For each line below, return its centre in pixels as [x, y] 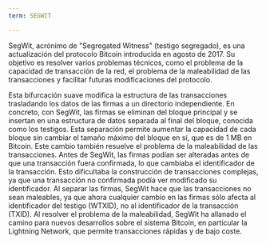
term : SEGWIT [30, 16]
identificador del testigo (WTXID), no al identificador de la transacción [123, 206]
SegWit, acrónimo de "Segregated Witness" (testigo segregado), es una [127, 46]
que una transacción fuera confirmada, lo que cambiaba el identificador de [132, 163]
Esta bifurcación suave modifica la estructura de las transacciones [118, 95]
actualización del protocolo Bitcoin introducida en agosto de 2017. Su [122, 54]
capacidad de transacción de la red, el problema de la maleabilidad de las [129, 71]
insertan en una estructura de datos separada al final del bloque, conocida [131, 120]
